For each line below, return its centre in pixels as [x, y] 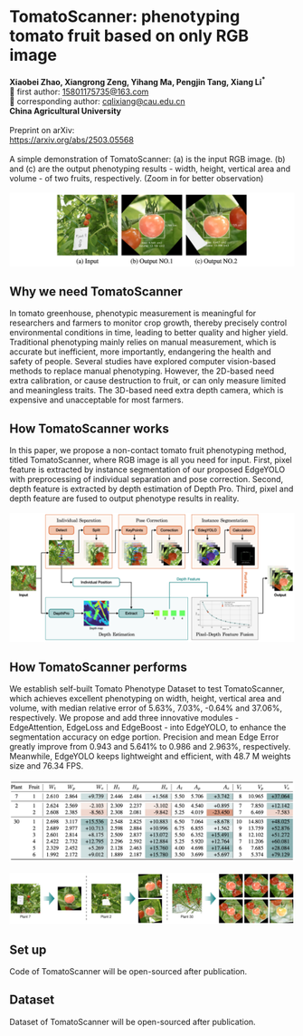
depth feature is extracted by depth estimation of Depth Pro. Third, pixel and [151, 489]
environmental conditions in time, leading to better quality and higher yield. [149, 333]
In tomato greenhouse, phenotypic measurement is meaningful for [133, 314]
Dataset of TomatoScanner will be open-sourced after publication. [133, 1021]
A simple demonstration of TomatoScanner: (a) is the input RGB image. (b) [147, 159]
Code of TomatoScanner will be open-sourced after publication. [128, 971]
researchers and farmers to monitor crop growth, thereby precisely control [148, 323]
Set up [28, 949]
